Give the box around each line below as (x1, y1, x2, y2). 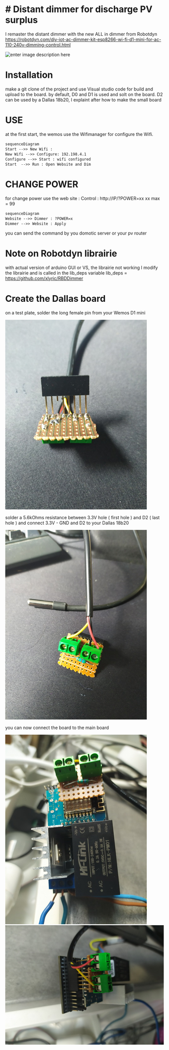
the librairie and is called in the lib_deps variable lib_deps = (5, 269, 127, 276)
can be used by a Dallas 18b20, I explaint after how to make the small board (5, 97, 162, 103)
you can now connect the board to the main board (5, 724, 109, 731)
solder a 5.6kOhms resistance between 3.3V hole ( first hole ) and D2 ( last (5, 514, 160, 520)
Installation (5, 69, 53, 81)
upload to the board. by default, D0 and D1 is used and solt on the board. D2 (5, 91, 163, 97)
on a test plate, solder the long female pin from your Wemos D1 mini (5, 309, 146, 315)
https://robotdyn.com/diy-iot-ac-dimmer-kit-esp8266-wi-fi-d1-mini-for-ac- (5, 36, 161, 42)
